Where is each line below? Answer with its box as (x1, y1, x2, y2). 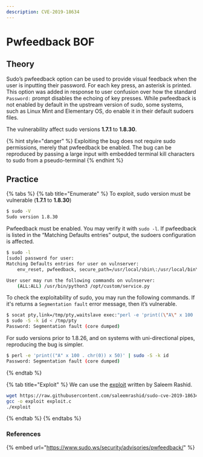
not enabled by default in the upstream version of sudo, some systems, (6, 101, 184, 108)
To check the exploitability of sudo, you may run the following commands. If (6, 294, 195, 301)
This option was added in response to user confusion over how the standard (6, 88, 196, 95)
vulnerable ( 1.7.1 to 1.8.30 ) (6, 196, 72, 204)
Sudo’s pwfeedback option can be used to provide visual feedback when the (6, 75, 197, 82)
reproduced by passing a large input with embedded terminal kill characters (6, 150, 195, 158)
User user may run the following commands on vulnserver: (6, 277, 155, 284)
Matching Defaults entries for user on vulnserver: (6, 261, 139, 267)
